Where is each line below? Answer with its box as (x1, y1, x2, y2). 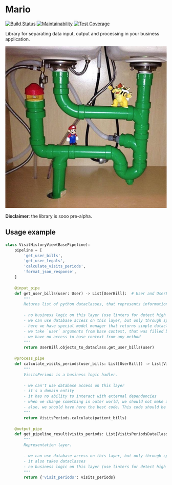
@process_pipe (14, 356, 45, 361)
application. (5, 36, 30, 42)
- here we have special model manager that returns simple (24, 323, 153, 328)
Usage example (5, 228, 56, 237)
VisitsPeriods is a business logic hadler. (24, 372, 118, 377)
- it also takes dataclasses (24, 458, 86, 464)
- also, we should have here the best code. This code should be (24, 404, 166, 410)
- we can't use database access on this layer (24, 383, 125, 388)
